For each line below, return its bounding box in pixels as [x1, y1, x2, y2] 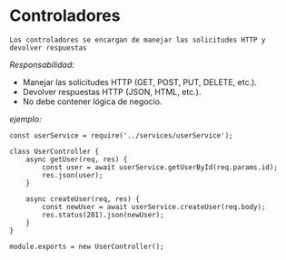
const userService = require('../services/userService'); [9, 130, 233, 140]
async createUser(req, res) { [25, 194, 141, 204]
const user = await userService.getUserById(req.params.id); [42, 162, 279, 172]
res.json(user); [42, 170, 104, 179]
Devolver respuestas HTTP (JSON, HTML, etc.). [22, 86, 202, 97]
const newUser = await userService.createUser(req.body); [42, 202, 266, 211]
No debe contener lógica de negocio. [22, 96, 163, 107]
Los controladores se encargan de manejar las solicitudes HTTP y [9, 35, 266, 44]
